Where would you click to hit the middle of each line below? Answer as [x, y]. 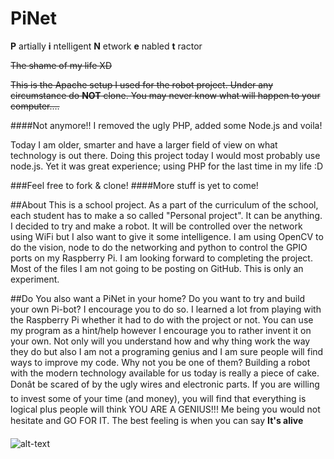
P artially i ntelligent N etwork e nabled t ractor [106, 46]
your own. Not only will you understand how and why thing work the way [160, 341]
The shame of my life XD [61, 65]
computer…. [35, 106]
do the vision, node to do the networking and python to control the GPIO [159, 247]
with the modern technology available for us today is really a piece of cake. [165, 373]
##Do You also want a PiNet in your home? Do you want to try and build [158, 298]
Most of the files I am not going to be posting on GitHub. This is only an [157, 268]
